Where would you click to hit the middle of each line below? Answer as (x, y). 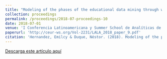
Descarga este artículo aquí (33, 51)
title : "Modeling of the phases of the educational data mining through (82, 10)
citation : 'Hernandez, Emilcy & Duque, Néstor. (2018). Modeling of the (82, 37)
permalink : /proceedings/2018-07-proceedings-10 (56, 19)
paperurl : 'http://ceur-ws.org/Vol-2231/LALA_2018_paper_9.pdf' (73, 32)
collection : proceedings (31, 14)
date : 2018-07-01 (23, 23)
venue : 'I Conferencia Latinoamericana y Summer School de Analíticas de (83, 28)
